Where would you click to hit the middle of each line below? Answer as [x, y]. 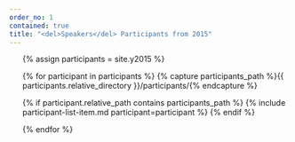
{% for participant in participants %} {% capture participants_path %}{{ [153, 76]
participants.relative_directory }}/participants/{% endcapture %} [140, 86]
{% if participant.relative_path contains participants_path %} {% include [154, 103]
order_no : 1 [31, 17]
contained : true [39, 26]
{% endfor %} [48, 130]
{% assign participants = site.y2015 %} [93, 59]
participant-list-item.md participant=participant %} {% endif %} [139, 113]
